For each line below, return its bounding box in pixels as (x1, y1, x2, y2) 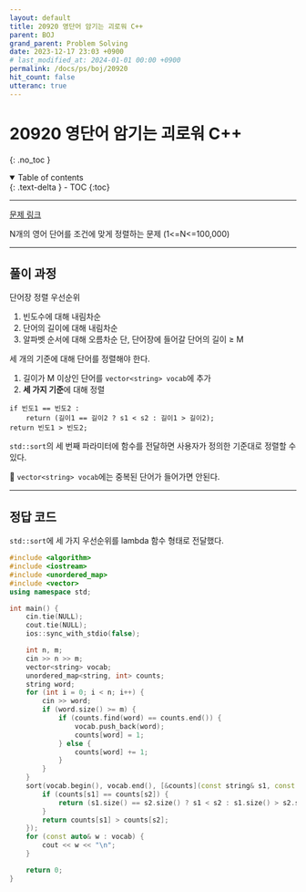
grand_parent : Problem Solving (9, 38, 128, 48)
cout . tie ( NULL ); (25, 621, 88, 630)
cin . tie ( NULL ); (25, 612, 84, 621)
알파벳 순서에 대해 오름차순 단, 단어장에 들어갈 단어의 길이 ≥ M (22, 334, 244, 345)
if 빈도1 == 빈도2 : (9, 404, 80, 413)
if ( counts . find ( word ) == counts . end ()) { (57, 713, 222, 723)
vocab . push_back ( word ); (74, 721, 166, 731)
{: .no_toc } (9, 154, 51, 165)
